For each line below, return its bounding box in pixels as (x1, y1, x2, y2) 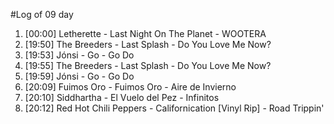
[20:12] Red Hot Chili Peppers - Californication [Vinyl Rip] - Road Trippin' (24, 102, 325, 114)
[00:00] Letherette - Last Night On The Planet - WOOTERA (24, 28, 267, 39)
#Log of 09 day (10, 9, 74, 20)
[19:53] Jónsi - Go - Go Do (24, 49, 135, 61)
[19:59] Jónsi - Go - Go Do (24, 70, 135, 82)
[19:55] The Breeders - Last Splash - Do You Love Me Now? (24, 60, 272, 71)
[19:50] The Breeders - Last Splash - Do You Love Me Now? (24, 39, 272, 50)
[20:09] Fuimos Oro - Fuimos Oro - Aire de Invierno (24, 81, 237, 93)
